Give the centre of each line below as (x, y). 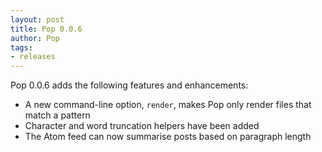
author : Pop (35, 38)
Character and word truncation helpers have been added (142, 126)
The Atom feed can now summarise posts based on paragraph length (168, 137)
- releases (33, 57)
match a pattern (57, 115)
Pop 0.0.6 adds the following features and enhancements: (129, 85)
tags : (21, 47)
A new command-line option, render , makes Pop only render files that (168, 105)
